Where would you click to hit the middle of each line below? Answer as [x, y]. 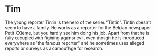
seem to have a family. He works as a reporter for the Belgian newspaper [78, 27]
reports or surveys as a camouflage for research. [54, 48]
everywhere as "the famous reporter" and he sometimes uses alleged [75, 43]
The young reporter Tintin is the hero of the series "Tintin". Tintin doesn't [78, 22]
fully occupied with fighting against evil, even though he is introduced [75, 38]
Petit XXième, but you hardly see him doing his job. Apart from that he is [77, 33]
